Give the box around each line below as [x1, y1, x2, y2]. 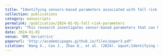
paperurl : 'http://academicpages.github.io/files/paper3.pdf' [5, 39, 133, 44]
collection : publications [5, 12, 57, 17]
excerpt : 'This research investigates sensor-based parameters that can [5, 25, 155, 30]
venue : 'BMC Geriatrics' [5, 35, 55, 39]
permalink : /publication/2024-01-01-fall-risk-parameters [5, 20, 125, 26]
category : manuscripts [5, 16, 51, 21]
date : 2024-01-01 [5, 30, 40, 35]
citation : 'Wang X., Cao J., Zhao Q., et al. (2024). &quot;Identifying [5, 43, 155, 48]
